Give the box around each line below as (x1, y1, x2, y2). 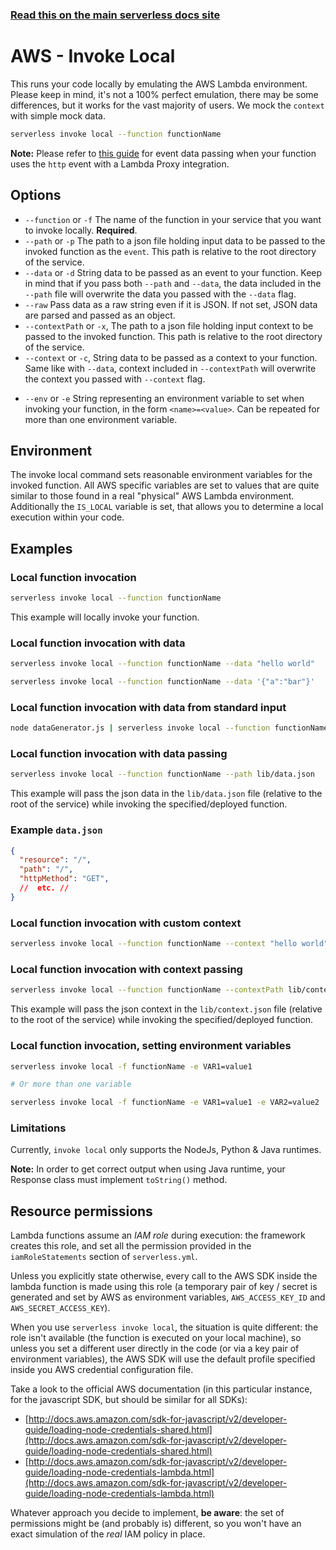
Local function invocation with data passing (10, 747, 228, 761)
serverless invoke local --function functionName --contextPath (10, 985, 284, 995)
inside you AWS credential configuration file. (10, 1364, 194, 1376)
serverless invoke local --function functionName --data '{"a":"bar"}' (10, 677, 315, 687)
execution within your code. (10, 511, 125, 523)
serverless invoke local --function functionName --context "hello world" (10, 939, 329, 949)
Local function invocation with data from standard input (10, 700, 287, 714)
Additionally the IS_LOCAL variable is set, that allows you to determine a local (10, 501, 324, 513)
